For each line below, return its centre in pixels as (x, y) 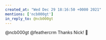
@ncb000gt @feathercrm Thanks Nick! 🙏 (47, 33)
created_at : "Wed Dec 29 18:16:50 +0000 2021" (53, 10)
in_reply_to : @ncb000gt (29, 19)
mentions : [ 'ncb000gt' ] (29, 14)
